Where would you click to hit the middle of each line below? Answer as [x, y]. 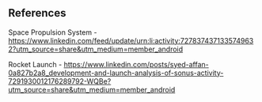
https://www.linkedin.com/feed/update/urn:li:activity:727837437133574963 [131, 40]
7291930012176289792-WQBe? [60, 81]
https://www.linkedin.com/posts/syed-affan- [137, 64]
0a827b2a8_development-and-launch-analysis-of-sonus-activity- [116, 73]
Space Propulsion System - [53, 32]
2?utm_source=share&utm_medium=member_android [96, 49]
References [37, 13]
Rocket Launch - [35, 64]
